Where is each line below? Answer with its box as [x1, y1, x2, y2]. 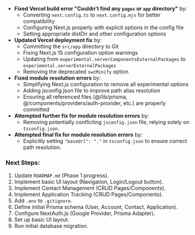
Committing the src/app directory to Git [23, 43, 119, 50]
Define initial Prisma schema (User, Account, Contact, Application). [14, 204, 178, 211]
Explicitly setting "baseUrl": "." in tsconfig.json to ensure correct [23, 138, 187, 144]
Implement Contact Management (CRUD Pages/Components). [14, 185, 166, 192]
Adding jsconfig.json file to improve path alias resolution [23, 87, 161, 94]
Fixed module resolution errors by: [14, 74, 101, 81]
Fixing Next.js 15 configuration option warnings [23, 49, 138, 56]
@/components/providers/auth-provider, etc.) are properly [23, 100, 167, 106]
